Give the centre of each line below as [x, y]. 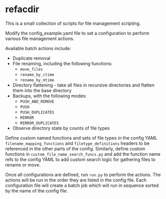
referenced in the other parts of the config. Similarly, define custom [75, 148]
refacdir [22, 9]
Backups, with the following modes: [49, 96]
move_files [32, 69]
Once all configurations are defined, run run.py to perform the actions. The [83, 174]
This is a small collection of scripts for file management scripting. [73, 23]
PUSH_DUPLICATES [37, 112]
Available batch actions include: [38, 48]
